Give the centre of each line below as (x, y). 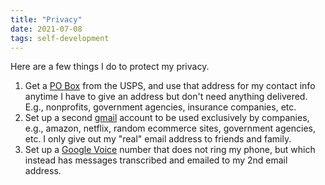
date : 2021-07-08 (46, 29)
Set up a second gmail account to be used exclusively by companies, (167, 118)
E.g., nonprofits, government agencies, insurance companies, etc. (160, 107)
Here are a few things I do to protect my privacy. (110, 67)
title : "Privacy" (46, 19)
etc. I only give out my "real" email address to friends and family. (158, 139)
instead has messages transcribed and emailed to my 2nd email (156, 160)
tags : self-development (60, 38)
